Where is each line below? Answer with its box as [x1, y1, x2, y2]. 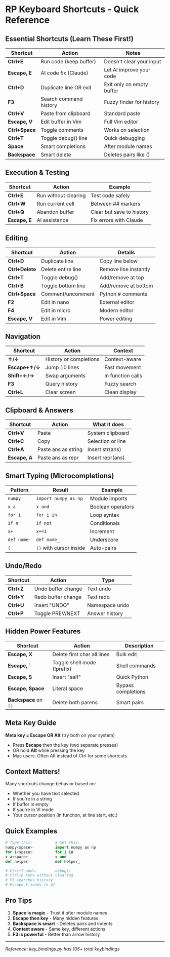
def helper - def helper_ [5, 859, 80, 864]
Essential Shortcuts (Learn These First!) [5, 34, 134, 43]
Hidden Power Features [5, 627, 81, 636]
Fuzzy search [104, 380, 137, 388]
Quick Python [116, 673, 148, 680]
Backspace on [8, 696, 43, 703]
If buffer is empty [12, 801, 49, 808]
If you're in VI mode [12, 807, 54, 813]
